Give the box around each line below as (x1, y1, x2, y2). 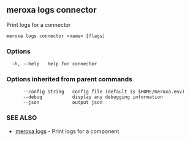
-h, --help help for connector (12, 61, 97, 67)
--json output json (22, 99, 103, 106)
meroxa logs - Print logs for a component (15, 128, 120, 135)
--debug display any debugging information (22, 94, 164, 100)
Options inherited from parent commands (6, 75, 133, 84)
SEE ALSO (6, 114, 37, 122)
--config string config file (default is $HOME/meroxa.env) (22, 89, 185, 95)
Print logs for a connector (6, 21, 71, 28)
